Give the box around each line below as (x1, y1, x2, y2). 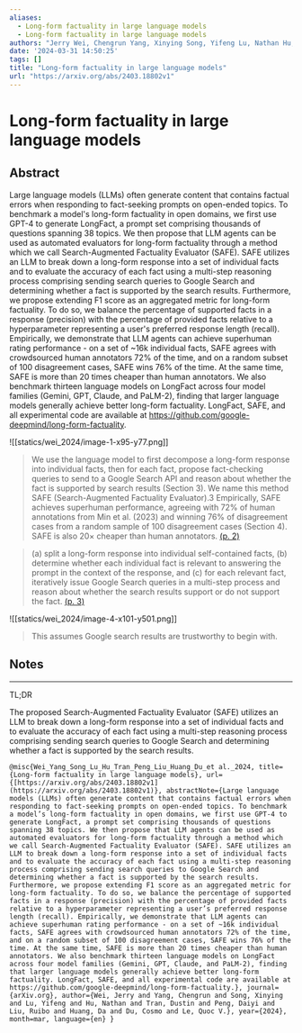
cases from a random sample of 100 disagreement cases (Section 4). (31, 521, 288, 531)
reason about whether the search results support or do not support (31, 586, 280, 597)
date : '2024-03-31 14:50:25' (9, 47, 119, 56)
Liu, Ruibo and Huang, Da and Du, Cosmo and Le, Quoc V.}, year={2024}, (9, 1006, 288, 1016)
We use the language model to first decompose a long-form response (31, 454, 290, 465)
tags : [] (9, 55, 42, 64)
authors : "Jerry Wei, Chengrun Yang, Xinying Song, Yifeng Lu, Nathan (9, 38, 280, 48)
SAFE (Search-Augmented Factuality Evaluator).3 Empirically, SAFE (31, 492, 281, 503)
